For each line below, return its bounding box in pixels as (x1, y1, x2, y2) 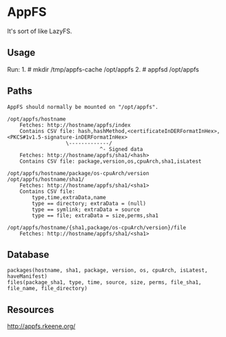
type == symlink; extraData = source (32, 206, 140, 213)
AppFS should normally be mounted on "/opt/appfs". (7, 103, 158, 110)
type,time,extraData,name (32, 194, 107, 201)
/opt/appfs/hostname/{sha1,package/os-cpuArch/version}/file (7, 224, 187, 231)
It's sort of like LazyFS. (7, 27, 72, 35)
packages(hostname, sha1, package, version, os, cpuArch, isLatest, (7, 267, 208, 274)
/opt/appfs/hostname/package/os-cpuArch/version (7, 170, 150, 176)
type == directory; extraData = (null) (32, 200, 147, 207)
